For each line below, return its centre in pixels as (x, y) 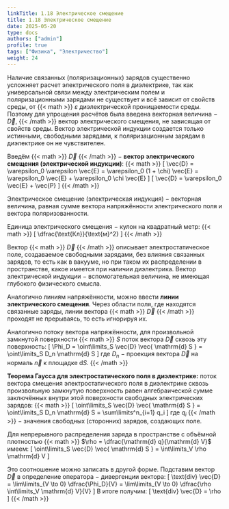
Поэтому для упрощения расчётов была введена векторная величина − (112, 114)
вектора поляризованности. (48, 213)
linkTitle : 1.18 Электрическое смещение (66, 13)
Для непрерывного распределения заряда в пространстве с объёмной (112, 434)
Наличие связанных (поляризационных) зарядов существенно (99, 77)
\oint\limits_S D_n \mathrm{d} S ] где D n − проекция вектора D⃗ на (103, 355)
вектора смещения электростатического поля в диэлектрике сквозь (108, 383)
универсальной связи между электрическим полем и (86, 92)
